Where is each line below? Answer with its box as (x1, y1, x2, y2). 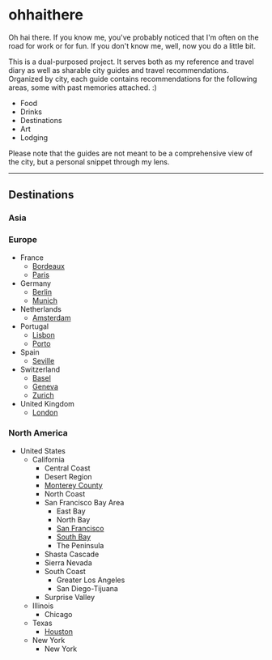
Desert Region (44, 471, 92, 481)
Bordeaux (32, 261, 65, 270)
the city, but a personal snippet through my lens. (8, 156, 170, 167)
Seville (32, 356, 55, 365)
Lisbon (32, 330, 55, 339)
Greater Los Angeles (56, 575, 125, 585)
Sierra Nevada (44, 557, 93, 568)
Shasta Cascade (44, 549, 100, 559)
